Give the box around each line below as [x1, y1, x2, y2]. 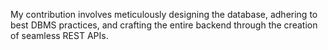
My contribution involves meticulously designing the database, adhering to [10, 9, 318, 20]
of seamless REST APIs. [10, 30, 109, 41]
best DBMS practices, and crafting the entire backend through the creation [10, 19, 318, 31]
